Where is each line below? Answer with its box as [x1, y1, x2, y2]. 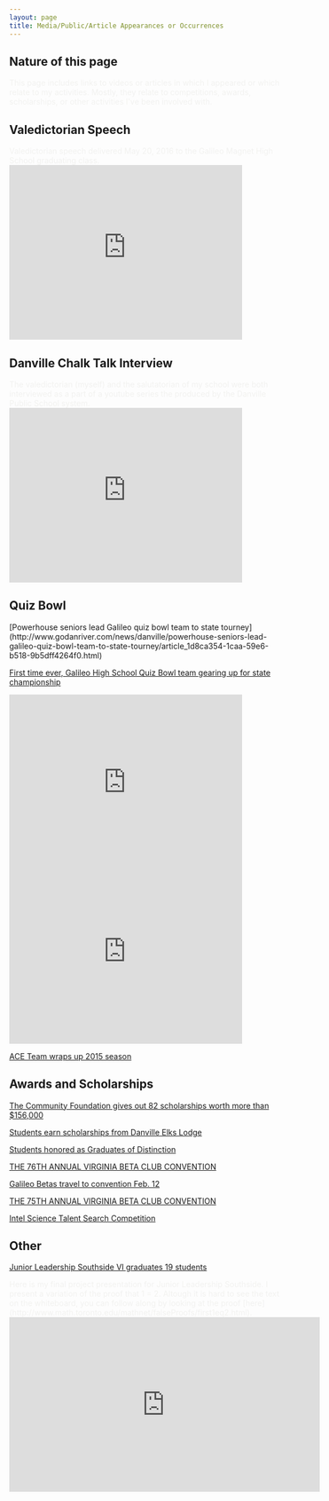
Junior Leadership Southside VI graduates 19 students [9, 1261, 208, 1273]
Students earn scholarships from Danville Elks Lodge [9, 1127, 202, 1137]
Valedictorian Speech [9, 122, 131, 138]
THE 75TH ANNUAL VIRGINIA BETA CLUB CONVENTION [9, 1195, 217, 1206]
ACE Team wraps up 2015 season [9, 1050, 132, 1061]
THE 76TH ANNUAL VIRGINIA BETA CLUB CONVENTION [9, 1161, 217, 1172]
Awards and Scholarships [9, 1077, 153, 1092]
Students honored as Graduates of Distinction [9, 1143, 176, 1154]
